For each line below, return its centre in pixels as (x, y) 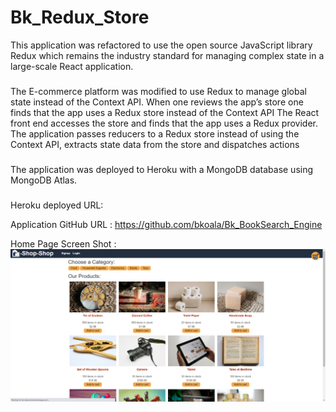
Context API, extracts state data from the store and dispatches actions (155, 144)
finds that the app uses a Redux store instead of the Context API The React (165, 112)
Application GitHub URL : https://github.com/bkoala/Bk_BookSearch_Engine (166, 224)
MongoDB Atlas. (44, 180)
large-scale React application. (72, 66)
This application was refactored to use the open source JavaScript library (161, 45)
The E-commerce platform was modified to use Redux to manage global (158, 91)
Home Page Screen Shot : (63, 243)
